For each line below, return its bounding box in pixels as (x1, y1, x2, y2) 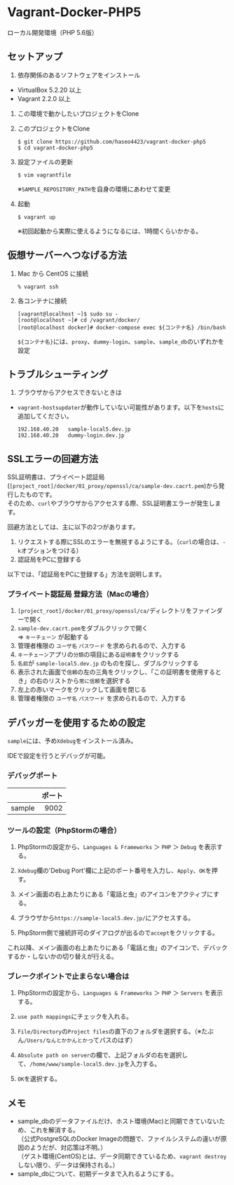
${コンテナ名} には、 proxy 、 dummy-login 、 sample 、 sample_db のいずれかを (17, 337, 224, 346)
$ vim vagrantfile (17, 171, 71, 179)
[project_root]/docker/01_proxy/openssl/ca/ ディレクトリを (17, 607, 193, 615)
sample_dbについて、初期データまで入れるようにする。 (17, 1170, 177, 1178)
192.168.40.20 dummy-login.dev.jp (17, 432, 125, 439)
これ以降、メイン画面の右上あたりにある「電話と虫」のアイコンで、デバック (7, 943, 228, 952)
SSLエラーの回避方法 (7, 453, 99, 465)
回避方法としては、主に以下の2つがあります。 (7, 523, 139, 531)
